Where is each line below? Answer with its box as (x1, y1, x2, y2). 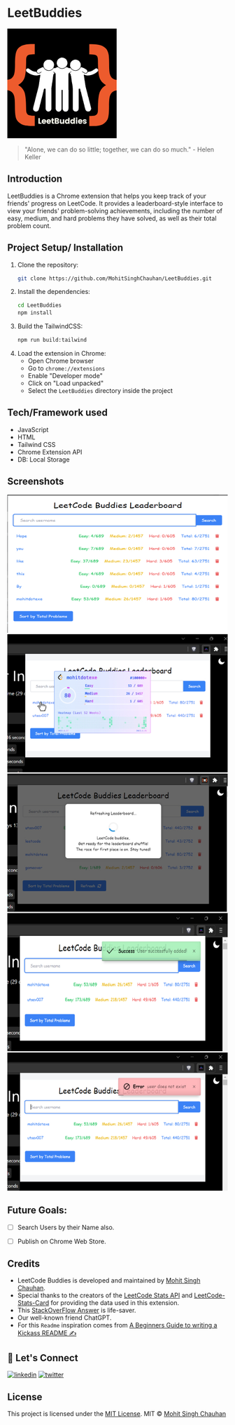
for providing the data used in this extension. (50, 1299, 180, 1307)
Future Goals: (7, 1205, 68, 1217)
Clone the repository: (17, 260, 79, 269)
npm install (17, 309, 52, 316)
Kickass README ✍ (17, 1329, 77, 1337)
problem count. (7, 221, 51, 229)
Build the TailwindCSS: (17, 322, 83, 330)
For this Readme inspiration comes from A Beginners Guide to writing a (17, 1321, 218, 1330)
